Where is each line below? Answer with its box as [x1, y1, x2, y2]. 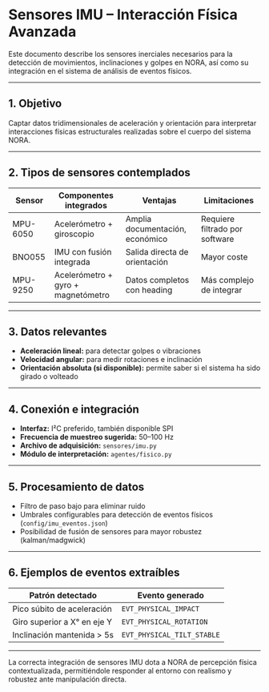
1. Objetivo [8, 97, 62, 111]
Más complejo [200, 274, 255, 285]
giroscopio [54, 228, 94, 239]
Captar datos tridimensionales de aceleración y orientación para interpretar [8, 118, 257, 127]
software [200, 233, 235, 244]
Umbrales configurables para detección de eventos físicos [19, 510, 214, 519]
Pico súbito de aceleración [12, 603, 112, 614]
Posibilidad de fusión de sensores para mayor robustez [19, 527, 203, 536]
